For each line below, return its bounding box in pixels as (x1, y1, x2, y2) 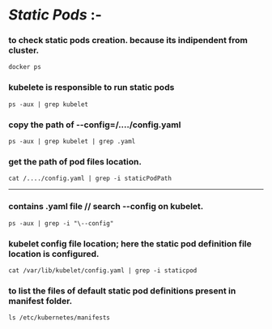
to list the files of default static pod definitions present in (8, 285, 236, 297)
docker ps (8, 63, 42, 71)
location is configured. (8, 248, 100, 259)
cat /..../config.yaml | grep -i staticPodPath (8, 174, 172, 183)
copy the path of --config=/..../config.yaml (8, 119, 181, 130)
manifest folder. (8, 295, 73, 306)
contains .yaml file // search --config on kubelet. (8, 201, 204, 212)
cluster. (8, 45, 40, 56)
